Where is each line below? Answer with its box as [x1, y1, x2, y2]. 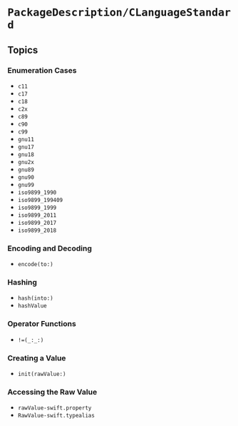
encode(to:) [17, 261, 53, 268]
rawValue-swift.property [17, 405, 92, 412]
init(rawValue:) [17, 370, 66, 378]
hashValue [17, 303, 48, 310]
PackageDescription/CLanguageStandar [7, 6, 232, 19]
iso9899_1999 [17, 204, 57, 211]
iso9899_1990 [17, 188, 57, 196]
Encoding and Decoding [7, 243, 93, 253]
